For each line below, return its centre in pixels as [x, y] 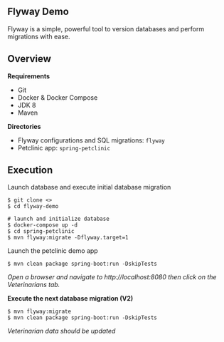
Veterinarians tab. [34, 285]
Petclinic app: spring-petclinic [64, 147]
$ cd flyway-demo [33, 207]
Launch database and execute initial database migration [89, 187]
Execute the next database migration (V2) [70, 299]
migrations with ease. [39, 36]
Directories [24, 126]
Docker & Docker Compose [58, 97]
